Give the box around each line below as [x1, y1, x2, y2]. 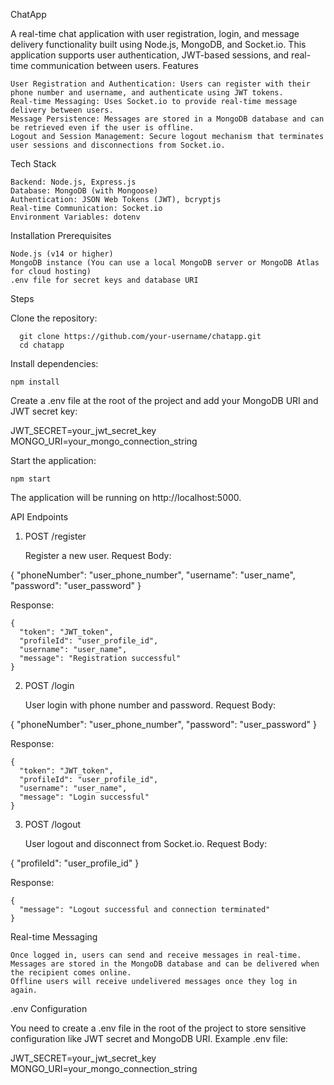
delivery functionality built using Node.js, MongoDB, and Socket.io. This [10, 39, 307, 50]
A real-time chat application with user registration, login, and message [10, 28, 300, 39]
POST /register [24, 530, 87, 542]
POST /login [24, 680, 75, 691]
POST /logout [24, 819, 82, 830]
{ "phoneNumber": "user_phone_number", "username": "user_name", [10, 569, 296, 581]
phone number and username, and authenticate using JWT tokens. [10, 88, 284, 98]
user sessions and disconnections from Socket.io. [10, 140, 226, 150]
